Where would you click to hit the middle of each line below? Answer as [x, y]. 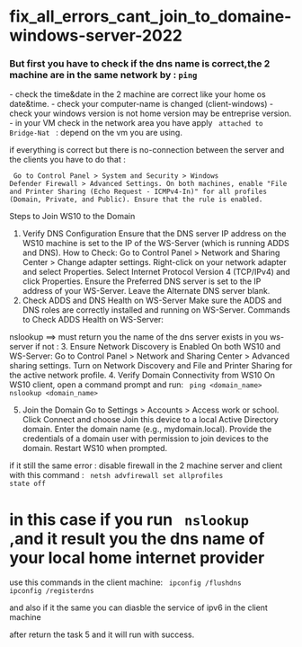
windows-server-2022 [96, 35]
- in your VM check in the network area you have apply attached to [136, 123]
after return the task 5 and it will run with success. [102, 634]
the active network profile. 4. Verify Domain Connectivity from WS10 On [142, 376]
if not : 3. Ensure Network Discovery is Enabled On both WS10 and [158, 347]
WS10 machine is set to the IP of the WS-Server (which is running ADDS [155, 244]
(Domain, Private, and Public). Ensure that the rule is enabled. [136, 199]
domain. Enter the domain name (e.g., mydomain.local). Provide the [147, 430]
